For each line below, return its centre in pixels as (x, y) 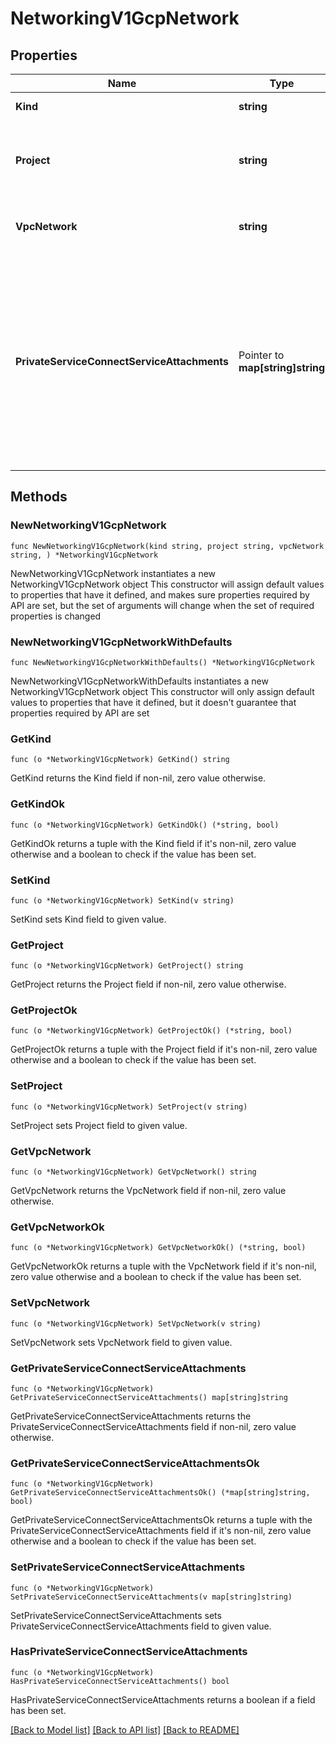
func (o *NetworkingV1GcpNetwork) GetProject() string (127, 966)
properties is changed (56, 616)
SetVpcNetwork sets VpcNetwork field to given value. (121, 1342)
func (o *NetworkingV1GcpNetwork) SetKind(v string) (122, 900)
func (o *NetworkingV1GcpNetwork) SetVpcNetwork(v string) (136, 1323)
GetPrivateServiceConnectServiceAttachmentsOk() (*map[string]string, (160, 1493)
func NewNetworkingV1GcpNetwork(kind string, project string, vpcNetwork (167, 546)
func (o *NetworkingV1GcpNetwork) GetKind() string (120, 760)
